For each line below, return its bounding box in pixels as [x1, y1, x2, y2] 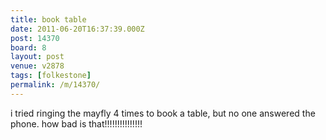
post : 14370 [10, 33, 60, 43]
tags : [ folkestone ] [10, 71, 92, 81]
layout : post [10, 52, 65, 62]
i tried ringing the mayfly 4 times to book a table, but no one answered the [10, 107, 316, 119]
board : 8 [10, 42, 47, 53]
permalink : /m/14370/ [10, 80, 101, 90]
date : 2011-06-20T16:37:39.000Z [10, 24, 145, 34]
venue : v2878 [10, 61, 65, 71]
